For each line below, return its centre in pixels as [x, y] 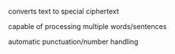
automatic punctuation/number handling [73, 41]
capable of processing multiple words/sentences [87, 26]
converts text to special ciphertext [64, 11]
